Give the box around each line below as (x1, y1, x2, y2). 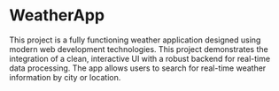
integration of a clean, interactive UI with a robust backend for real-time (9, 53, 271, 64)
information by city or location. (9, 72, 121, 82)
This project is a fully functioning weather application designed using (9, 34, 261, 45)
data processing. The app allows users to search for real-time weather (9, 63, 267, 73)
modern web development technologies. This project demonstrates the (9, 43, 268, 54)
